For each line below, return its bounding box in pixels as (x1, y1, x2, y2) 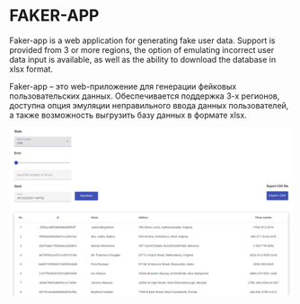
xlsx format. (9, 64, 54, 74)
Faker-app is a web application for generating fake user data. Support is (9, 35, 276, 46)
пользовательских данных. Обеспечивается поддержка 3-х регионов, (9, 91, 280, 101)
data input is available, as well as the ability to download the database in (9, 54, 277, 65)
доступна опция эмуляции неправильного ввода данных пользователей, (9, 100, 289, 110)
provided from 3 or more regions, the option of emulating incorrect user (9, 44, 275, 55)
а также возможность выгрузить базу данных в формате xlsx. (9, 109, 247, 120)
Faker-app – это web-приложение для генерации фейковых (9, 81, 237, 91)
